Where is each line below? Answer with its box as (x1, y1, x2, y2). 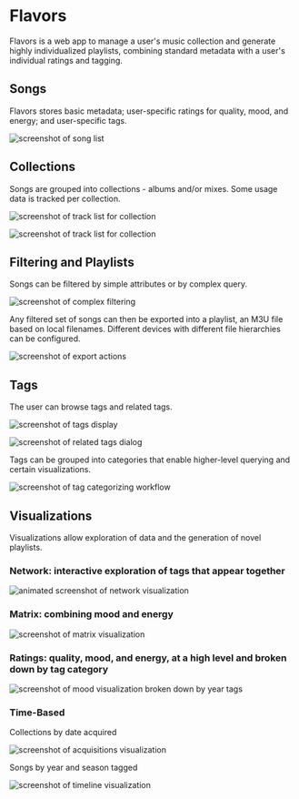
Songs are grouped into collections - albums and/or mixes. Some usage (9, 183, 278, 194)
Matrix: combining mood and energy (9, 608, 174, 621)
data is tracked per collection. (9, 193, 121, 204)
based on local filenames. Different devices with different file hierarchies (9, 324, 282, 335)
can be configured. (9, 333, 81, 344)
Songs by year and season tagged (9, 762, 138, 774)
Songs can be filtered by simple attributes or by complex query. (9, 278, 248, 289)
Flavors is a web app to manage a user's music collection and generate (9, 35, 276, 46)
